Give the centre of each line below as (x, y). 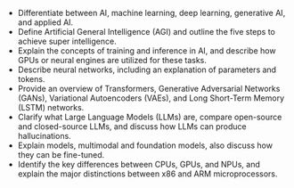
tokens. (31, 79)
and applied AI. (45, 22)
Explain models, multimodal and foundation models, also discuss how (145, 145)
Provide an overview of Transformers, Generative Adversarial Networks (149, 89)
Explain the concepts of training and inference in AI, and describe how (147, 51)
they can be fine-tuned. (61, 155)
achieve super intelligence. (67, 41)
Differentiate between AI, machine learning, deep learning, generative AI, (151, 13)
